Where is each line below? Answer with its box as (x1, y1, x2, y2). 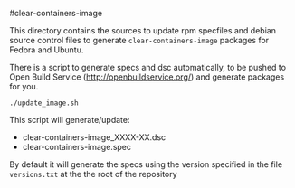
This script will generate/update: (9, 115, 130, 125)
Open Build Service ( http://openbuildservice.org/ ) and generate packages (9, 71, 285, 82)
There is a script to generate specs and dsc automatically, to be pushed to (9, 62, 287, 72)
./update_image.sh (9, 99, 79, 108)
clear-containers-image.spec (22, 142, 132, 152)
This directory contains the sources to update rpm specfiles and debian (9, 25, 276, 35)
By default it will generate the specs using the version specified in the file (9, 159, 283, 170)
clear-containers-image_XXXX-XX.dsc (22, 132, 167, 143)
